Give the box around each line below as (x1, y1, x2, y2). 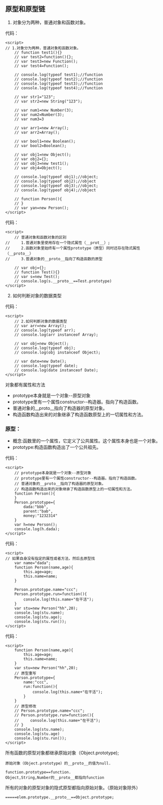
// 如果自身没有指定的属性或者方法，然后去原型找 (5, 556, 95, 562)
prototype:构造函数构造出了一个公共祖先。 (12, 444, 101, 450)
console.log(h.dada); (14, 527, 60, 532)
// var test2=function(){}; (14, 54, 73, 59)
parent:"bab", (23, 509, 53, 514)
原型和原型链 (5, 5, 46, 14)
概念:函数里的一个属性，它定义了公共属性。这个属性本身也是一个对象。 (12, 438, 160, 444)
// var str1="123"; (14, 94, 56, 99)
